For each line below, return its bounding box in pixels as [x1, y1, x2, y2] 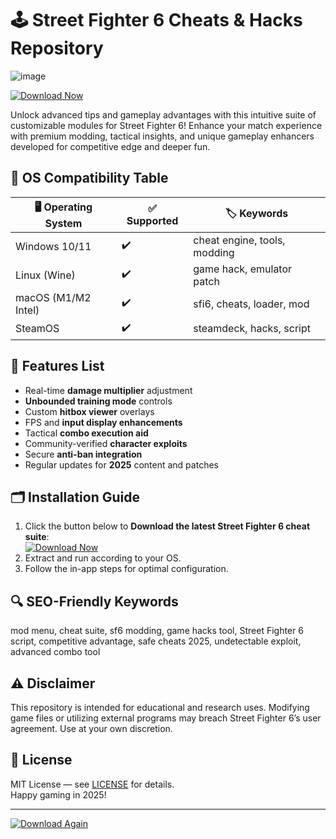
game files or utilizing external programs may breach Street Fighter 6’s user [10, 712, 322, 724]
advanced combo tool [10, 646, 101, 658]
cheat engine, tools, [193, 233, 286, 247]
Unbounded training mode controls [24, 395, 173, 407]
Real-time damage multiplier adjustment [24, 384, 193, 396]
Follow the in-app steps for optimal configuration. [24, 563, 229, 575]
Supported [126, 214, 179, 228]
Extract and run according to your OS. [24, 552, 182, 564]
